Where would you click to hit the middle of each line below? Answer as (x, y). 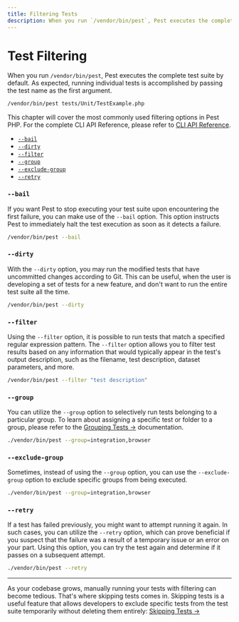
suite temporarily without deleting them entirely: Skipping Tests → (104, 611)
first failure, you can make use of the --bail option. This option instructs (113, 216)
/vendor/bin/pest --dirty (46, 305)
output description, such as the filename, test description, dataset (104, 359)
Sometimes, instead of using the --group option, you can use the (102, 472)
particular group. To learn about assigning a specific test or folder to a (110, 420)
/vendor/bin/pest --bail (44, 237)
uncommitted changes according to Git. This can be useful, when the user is (119, 276)
